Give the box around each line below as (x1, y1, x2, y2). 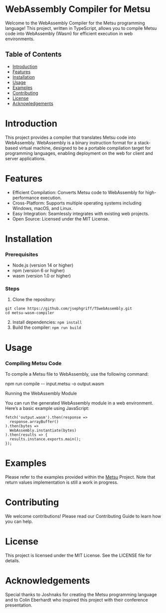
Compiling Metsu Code (5, 360, 62, 367)
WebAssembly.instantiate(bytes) (9, 428, 77, 433)
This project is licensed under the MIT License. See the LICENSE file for (5, 552, 152, 558)
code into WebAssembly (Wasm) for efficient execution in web (5, 30, 133, 36)
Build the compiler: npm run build (12, 324, 81, 330)
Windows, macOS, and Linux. (12, 205, 73, 211)
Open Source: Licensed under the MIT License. (12, 215, 109, 222)
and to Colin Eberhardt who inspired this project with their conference (5, 597, 148, 603)
